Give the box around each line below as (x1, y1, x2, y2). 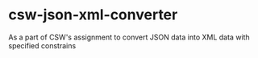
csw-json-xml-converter (8, 6, 178, 24)
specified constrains (8, 40, 77, 50)
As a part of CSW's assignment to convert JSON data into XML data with (8, 32, 250, 42)
